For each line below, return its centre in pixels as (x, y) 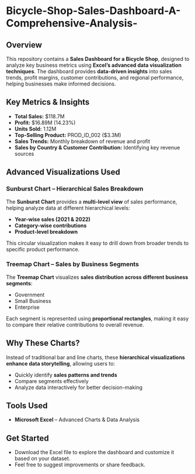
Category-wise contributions (51, 225)
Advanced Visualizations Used (63, 172)
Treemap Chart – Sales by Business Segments (72, 264)
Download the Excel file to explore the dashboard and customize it (94, 452)
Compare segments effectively (51, 381)
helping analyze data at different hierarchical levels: (68, 208)
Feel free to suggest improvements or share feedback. (80, 465)
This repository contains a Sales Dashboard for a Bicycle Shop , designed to (98, 59)
